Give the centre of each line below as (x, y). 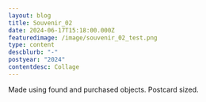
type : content (32, 45)
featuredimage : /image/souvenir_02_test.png (83, 38)
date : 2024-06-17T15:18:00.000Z (61, 30)
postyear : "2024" (37, 60)
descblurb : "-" (33, 52)
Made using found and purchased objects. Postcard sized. (104, 89)
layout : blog (30, 15)
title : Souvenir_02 (40, 23)
